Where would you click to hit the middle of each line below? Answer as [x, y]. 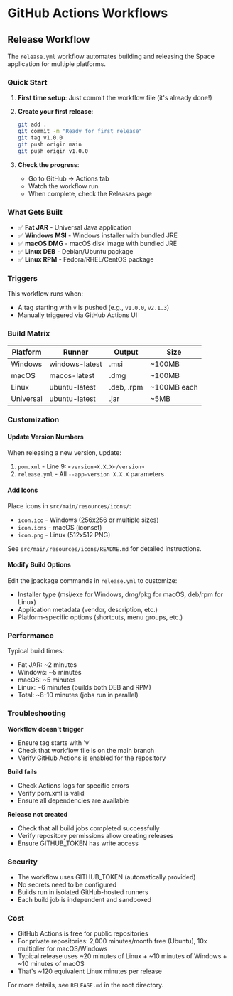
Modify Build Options [39, 565]
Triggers [22, 278]
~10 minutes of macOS [51, 964]
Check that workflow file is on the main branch [86, 750]
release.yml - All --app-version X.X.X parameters [91, 473]
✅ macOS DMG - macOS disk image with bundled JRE [97, 243]
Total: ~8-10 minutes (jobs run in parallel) [78, 695]
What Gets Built [35, 212]
